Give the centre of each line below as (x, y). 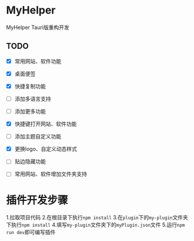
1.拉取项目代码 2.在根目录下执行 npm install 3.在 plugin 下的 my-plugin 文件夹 (97, 217)
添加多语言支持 (33, 98)
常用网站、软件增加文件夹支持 (51, 174)
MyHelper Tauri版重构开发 (38, 27)
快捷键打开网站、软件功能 (46, 124)
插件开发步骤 (37, 200)
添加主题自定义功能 (38, 137)
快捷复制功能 (30, 86)
